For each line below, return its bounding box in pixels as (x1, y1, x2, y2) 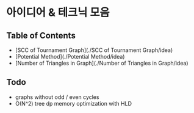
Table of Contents (6, 30, 76, 40)
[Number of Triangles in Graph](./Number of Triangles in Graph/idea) (15, 59, 189, 67)
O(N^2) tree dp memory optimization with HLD (15, 100, 132, 107)
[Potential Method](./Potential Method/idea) (15, 53, 125, 60)
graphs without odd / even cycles (15, 93, 99, 101)
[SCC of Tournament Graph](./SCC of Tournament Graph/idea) (15, 46, 173, 54)
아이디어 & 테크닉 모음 (6, 5, 110, 20)
